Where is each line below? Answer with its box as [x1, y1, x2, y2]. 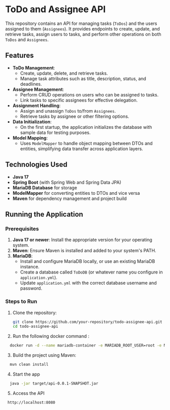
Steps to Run [5, 298, 37, 305]
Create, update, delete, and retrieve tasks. [20, 70, 108, 76]
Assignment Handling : [12, 102, 61, 109]
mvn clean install [10, 362, 49, 367]
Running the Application [5, 210, 83, 219]
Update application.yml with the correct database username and [20, 280, 157, 286]
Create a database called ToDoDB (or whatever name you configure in [20, 269, 163, 275]
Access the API [12, 390, 45, 396]
